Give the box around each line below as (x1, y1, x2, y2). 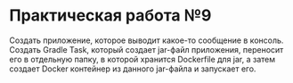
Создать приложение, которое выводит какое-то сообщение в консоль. (9, 35, 284, 46)
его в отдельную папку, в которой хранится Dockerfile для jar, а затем (9, 54, 276, 64)
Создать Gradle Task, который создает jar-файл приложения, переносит (9, 44, 284, 54)
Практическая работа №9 (9, 5, 212, 26)
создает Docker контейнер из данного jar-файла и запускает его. (9, 63, 256, 74)
